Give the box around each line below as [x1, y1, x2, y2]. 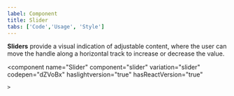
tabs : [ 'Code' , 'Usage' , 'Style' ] [7, 23, 105, 30]
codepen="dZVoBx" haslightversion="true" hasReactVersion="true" [7, 70, 203, 79]
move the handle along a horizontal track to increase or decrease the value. [7, 49, 225, 58]
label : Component [7, 10, 58, 17]
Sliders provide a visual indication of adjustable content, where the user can [7, 42, 227, 51]
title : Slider [7, 17, 49, 24]
